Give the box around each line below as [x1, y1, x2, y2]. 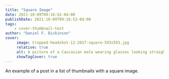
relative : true [16, 45, 49, 50]
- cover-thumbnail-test [14, 26, 64, 31]
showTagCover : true [16, 54, 57, 59]
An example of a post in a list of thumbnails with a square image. [5, 68, 139, 74]
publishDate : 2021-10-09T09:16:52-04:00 [5, 17, 92, 22]
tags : [5, 21, 17, 27]
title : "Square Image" [5, 7, 53, 13]
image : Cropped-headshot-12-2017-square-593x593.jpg [16, 40, 129, 45]
